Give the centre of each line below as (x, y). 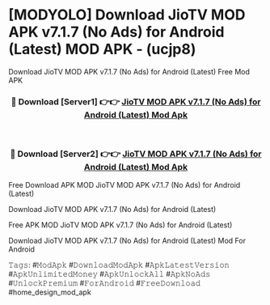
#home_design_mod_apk (50, 292)
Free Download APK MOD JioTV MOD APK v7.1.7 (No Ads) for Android (124, 184)
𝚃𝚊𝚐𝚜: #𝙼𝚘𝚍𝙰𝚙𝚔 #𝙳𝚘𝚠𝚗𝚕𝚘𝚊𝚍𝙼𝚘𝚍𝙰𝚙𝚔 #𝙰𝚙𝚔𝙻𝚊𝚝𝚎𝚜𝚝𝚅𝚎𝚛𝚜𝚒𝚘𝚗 (119, 265)
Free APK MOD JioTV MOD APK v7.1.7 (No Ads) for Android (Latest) (120, 225)
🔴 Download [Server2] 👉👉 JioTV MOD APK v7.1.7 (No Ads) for (136, 154)
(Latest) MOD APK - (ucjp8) (102, 49)
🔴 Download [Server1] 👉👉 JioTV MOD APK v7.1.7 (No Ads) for (136, 101)
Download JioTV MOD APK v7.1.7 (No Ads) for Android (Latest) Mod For (127, 240)
